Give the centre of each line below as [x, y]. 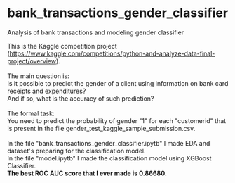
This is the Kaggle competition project [62, 46]
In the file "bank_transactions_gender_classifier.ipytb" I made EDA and [109, 143]
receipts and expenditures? [47, 91]
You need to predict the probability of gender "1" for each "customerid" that [117, 120]
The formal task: [31, 113]
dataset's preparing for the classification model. [76, 151]
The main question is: [38, 76]
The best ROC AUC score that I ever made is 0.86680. [87, 173]
